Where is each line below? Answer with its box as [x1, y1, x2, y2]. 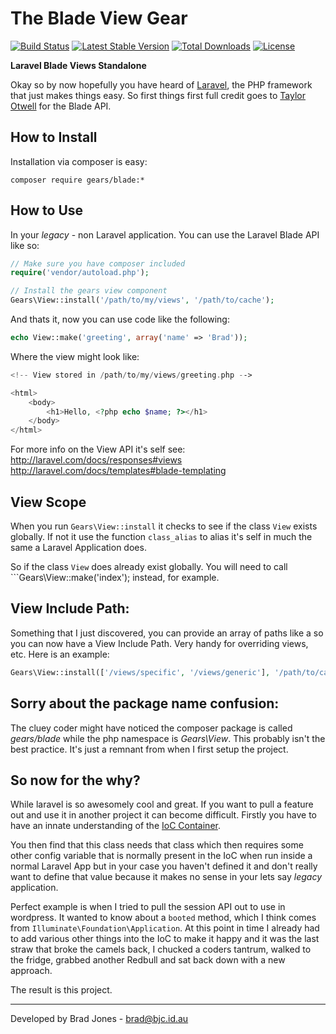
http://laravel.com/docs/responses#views [10, 454, 183, 466]
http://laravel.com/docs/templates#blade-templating [10, 465, 227, 477]
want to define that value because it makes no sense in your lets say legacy [10, 871, 323, 883]
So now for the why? [10, 772, 141, 789]
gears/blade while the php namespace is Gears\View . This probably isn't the [10, 732, 326, 744]
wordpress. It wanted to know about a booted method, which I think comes [10, 912, 317, 924]
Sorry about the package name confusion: [10, 695, 280, 712]
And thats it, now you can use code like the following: [10, 313, 230, 326]
